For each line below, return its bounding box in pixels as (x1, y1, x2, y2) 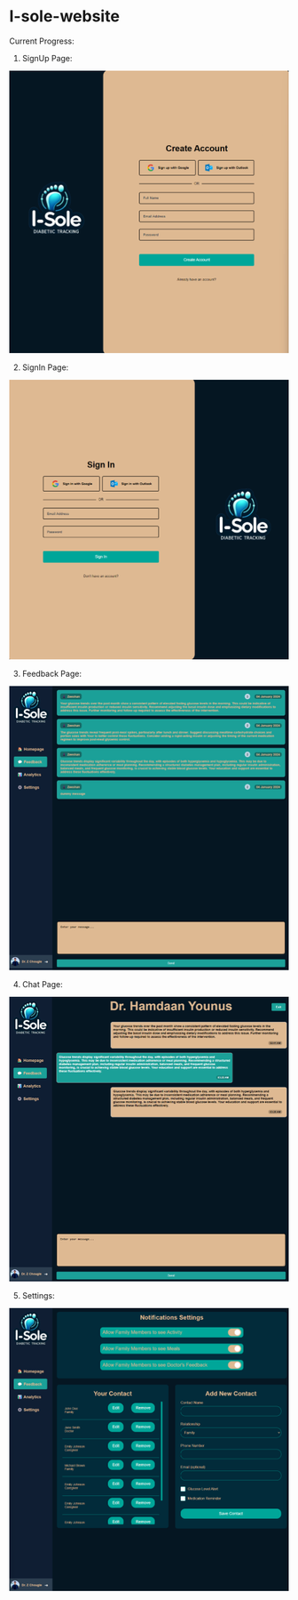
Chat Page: (21, 979, 64, 990)
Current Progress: (9, 36, 74, 46)
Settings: (21, 1290, 55, 1300)
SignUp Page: (21, 52, 73, 63)
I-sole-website (9, 6, 120, 27)
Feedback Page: (21, 668, 82, 679)
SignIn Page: (21, 362, 69, 373)
